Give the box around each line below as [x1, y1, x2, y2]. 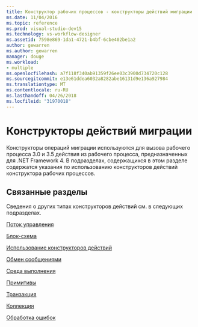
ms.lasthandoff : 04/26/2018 [6, 93, 77, 99]
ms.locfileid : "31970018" [6, 98, 71, 104]
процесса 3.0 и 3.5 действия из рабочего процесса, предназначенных [6, 150, 188, 157]
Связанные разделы [6, 187, 88, 197]
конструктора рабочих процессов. [6, 170, 96, 177]
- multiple [6, 64, 34, 71]
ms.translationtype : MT [6, 82, 66, 88]
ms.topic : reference [6, 20, 58, 26]
